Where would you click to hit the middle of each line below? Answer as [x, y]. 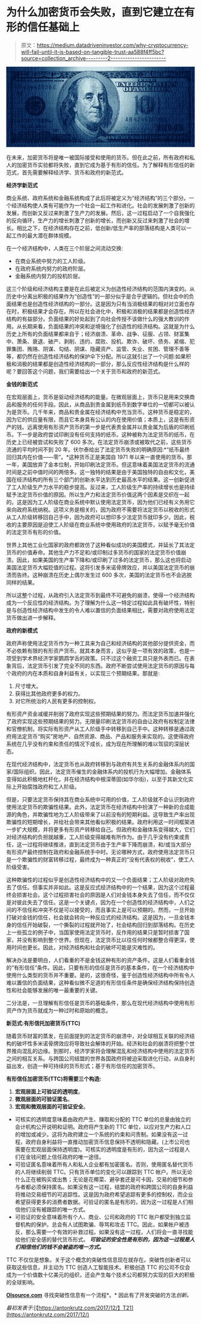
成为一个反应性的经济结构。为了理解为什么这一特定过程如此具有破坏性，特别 [100, 603]
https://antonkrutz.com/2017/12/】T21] [86, 1308]
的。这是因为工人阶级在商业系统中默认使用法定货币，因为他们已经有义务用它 [100, 502]
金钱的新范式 [22, 384]
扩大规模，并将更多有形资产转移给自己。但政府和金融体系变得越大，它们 [106, 830]
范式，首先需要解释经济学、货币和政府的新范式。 [66, 172]
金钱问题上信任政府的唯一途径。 [65, 1157]
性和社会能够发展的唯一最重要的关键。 [53, 990]
